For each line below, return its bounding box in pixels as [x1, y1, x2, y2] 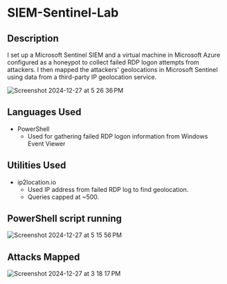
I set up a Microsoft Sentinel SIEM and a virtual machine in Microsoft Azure [7, 51, 221, 59]
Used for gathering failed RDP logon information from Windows [27, 132, 208, 140]
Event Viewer [27, 139, 66, 148]
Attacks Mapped [7, 251, 80, 263]
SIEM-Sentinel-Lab [7, 5, 119, 21]
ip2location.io [17, 178, 57, 186]
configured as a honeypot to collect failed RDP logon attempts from [7, 58, 199, 66]
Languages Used [7, 106, 82, 118]
